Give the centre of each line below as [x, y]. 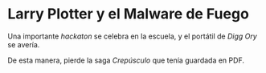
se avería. [24, 44]
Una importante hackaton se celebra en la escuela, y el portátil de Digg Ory [133, 36]
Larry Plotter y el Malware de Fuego [129, 14]
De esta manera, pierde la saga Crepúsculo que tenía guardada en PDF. [126, 60]
